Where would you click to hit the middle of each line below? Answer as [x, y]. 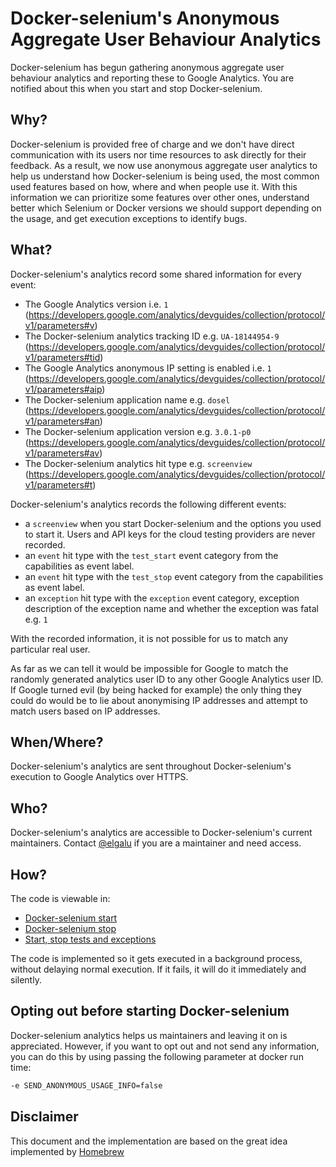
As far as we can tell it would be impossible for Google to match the [149, 668]
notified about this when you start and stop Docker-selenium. [136, 88]
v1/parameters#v [59, 325]
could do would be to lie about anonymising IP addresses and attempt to [159, 700]
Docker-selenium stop [70, 928]
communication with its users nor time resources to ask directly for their [158, 154]
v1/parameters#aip [63, 389]
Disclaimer [44, 1117]
